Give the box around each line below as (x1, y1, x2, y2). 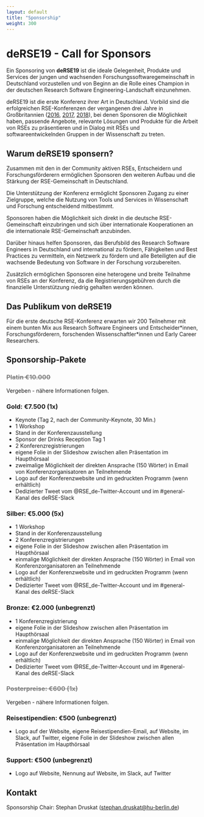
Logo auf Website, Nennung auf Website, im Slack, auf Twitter (15, 770, 172, 777)
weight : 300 (6, 20, 37, 26)
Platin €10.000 (6, 373, 51, 382)
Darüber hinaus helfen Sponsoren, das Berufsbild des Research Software (6, 239, 190, 246)
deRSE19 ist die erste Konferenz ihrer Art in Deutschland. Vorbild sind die (6, 98, 190, 106)
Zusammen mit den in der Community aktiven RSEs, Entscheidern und (6, 165, 182, 172)
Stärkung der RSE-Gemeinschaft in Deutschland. (6, 178, 129, 185)
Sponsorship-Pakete (6, 355, 86, 365)
